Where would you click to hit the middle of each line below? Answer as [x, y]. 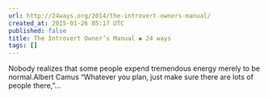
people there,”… [35, 86]
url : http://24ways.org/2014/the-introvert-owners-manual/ [110, 16]
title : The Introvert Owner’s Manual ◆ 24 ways [90, 38]
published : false [38, 31]
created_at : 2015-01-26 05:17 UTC [67, 23]
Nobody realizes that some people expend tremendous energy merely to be [134, 68]
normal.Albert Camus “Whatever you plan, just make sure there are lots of [131, 77]
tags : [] [23, 46]
